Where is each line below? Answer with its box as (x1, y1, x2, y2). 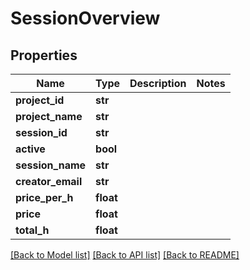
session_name (15, 158, 87, 172)
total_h (15, 223, 50, 237)
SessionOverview (10, 7, 161, 30)
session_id (15, 126, 68, 139)
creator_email (15, 175, 83, 188)
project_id (15, 93, 65, 107)
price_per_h (15, 191, 74, 204)
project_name (15, 110, 83, 123)
